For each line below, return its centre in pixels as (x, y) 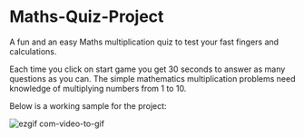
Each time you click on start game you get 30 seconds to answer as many (147, 69)
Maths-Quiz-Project (87, 17)
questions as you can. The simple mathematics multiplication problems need (153, 78)
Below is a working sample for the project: (88, 105)
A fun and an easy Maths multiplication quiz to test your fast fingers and (144, 42)
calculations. (33, 51)
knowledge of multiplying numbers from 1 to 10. (98, 88)
